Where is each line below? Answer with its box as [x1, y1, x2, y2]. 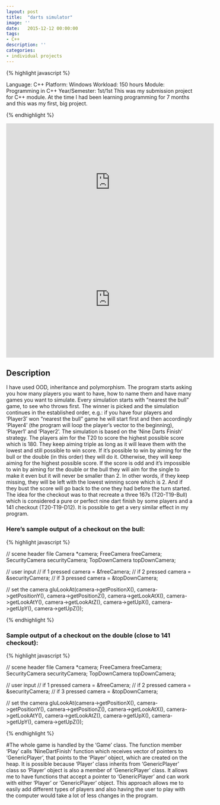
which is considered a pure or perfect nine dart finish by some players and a [6, 497, 193, 505]
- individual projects [6, 53, 62, 59]
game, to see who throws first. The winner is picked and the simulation [6, 403, 179, 410]
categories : [6, 48, 36, 54]
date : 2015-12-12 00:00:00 [6, 25, 78, 32]
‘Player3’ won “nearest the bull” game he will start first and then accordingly [6, 415, 192, 422]
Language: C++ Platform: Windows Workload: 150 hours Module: [6, 81, 165, 88]
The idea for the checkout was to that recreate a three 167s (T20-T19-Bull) [6, 491, 188, 499]
